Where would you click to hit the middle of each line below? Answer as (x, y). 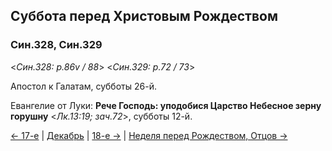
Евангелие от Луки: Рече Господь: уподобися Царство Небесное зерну (166, 105)
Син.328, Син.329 (56, 45)
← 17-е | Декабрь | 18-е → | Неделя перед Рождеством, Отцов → (149, 135)
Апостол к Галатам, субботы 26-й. (83, 86)
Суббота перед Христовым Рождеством (144, 16)
